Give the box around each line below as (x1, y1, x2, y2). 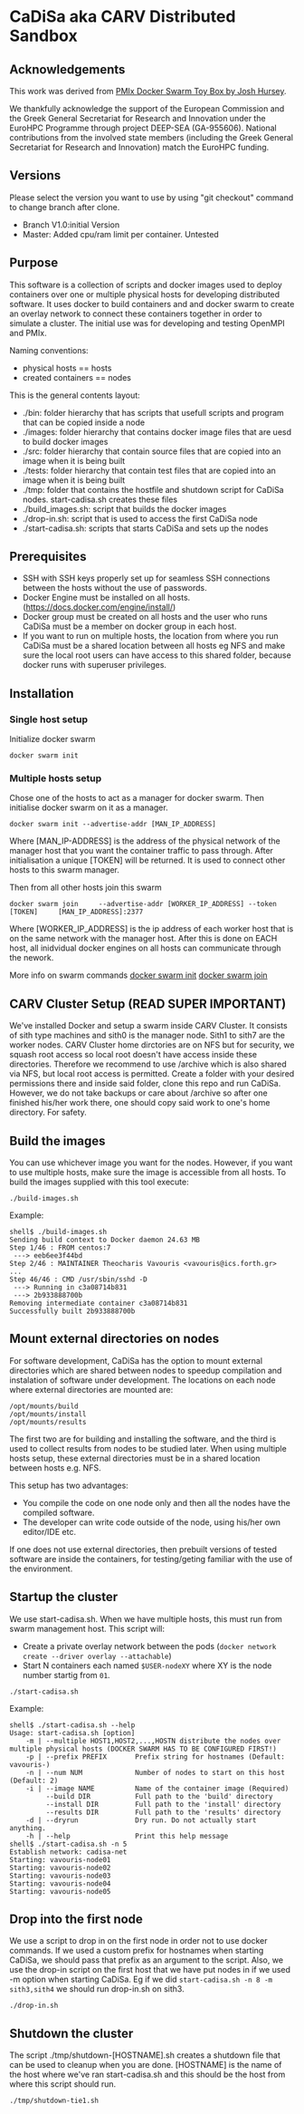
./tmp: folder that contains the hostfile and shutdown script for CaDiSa (22, 484, 284, 495)
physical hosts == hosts (22, 362, 112, 373)
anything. (9, 1823, 47, 1832)
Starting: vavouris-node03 (9, 1871, 111, 1880)
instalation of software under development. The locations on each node (9, 1375, 276, 1385)
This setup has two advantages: (9, 1480, 128, 1491)
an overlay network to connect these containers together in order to (9, 308, 262, 319)
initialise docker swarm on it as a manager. (9, 802, 169, 813)
